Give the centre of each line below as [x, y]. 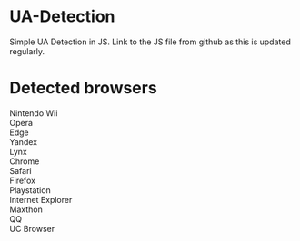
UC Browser [32, 228]
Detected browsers [83, 88]
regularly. [27, 51]
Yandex [24, 141]
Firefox [23, 180]
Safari [20, 170]
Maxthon [26, 209]
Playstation [30, 190]
